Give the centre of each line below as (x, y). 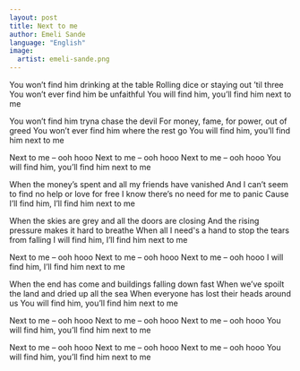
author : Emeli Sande (48, 34)
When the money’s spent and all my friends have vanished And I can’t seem (149, 184)
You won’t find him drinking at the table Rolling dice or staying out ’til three (146, 85)
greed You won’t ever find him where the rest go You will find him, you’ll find (150, 130)
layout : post (34, 17)
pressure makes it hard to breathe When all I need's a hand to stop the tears (149, 230)
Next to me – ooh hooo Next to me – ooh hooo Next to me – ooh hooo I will (146, 257)
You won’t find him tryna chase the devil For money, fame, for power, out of (149, 121)
